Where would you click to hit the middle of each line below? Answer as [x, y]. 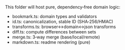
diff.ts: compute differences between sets [54, 32]
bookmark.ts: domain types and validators [54, 16]
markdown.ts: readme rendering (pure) [51, 42]
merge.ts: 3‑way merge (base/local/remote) [56, 37]
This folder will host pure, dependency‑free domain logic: [63, 7]
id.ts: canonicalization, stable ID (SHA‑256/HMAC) [62, 22]
